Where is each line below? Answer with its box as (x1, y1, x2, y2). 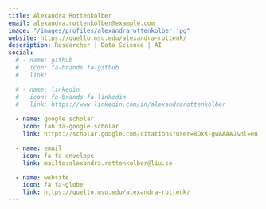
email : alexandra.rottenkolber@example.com (8, 19, 155, 27)
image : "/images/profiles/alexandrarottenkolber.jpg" (8, 26, 191, 34)
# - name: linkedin (15, 85, 80, 93)
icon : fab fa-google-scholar (22, 123, 119, 131)
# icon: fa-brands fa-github (15, 64, 119, 72)
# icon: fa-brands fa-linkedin (15, 93, 127, 101)
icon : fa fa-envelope (22, 152, 94, 160)
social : (8, 49, 34, 57)
